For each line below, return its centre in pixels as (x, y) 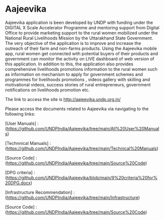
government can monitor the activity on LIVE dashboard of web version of (80, 59)
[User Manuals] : (22, 123)
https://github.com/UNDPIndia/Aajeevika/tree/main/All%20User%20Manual (83, 128)
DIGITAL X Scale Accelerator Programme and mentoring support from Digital (82, 27)
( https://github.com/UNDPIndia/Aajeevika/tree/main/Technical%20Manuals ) (82, 148)
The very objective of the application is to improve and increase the (73, 43)
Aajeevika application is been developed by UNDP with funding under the (79, 22)
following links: (20, 114)
